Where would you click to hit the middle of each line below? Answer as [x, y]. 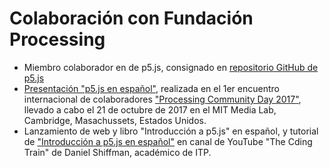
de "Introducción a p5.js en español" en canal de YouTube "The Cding [168, 141]
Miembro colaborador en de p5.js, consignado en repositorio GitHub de [171, 67]
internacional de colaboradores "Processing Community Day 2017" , [162, 99]
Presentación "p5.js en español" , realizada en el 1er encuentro [151, 88]
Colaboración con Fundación [131, 18]
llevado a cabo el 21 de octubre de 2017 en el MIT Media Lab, [150, 109]
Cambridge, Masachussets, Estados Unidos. [115, 120]
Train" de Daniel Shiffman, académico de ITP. [117, 152]
